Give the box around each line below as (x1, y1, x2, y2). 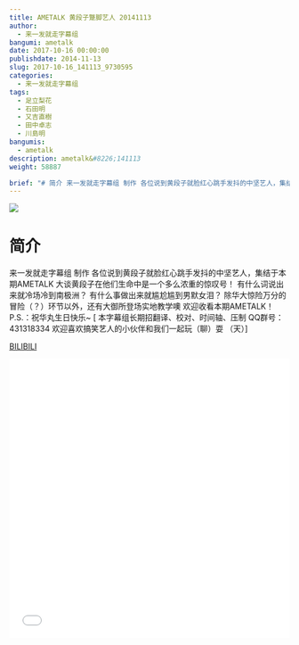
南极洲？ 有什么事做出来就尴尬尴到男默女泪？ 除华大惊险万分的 (55, 290, 287, 301)
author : (9, 21, 38, 30)
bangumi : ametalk (9, 37, 74, 47)
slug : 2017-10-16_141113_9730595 (9, 63, 133, 72)
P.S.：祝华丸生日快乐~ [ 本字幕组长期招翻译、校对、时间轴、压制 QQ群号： (9, 312, 285, 323)
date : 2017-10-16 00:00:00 (9, 46, 109, 55)
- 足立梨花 (17, 95, 53, 105)
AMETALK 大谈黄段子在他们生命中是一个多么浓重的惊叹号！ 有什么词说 (16, 278, 277, 290)
